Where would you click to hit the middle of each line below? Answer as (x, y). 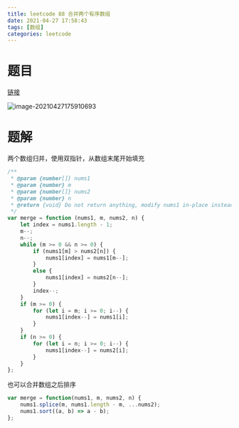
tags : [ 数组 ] (26, 27)
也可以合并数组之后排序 (42, 385)
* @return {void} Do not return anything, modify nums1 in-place (109, 205)
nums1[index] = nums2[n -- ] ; (87, 278)
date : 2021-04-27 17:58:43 (47, 21)
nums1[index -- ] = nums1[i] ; (87, 317)
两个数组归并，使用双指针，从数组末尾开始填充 (76, 159)
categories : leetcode (39, 34)
